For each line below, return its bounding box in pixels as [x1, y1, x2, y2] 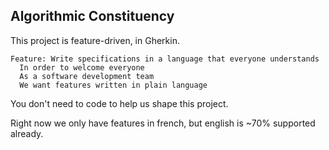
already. [10, 127, 44, 139]
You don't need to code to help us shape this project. [10, 97, 229, 109]
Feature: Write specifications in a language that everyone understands [10, 54, 320, 64]
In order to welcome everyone [19, 62, 145, 73]
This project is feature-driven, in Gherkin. [10, 34, 180, 46]
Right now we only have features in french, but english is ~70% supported [10, 117, 316, 129]
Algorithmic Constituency [10, 8, 175, 25]
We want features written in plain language [19, 80, 208, 90]
